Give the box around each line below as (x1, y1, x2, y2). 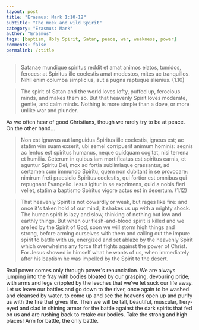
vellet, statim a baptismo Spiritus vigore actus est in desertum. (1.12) (20, 187, 187, 194)
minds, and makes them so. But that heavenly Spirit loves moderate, (20, 94, 187, 101)
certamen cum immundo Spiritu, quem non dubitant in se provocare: (20, 168, 188, 175)
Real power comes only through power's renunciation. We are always (6, 266, 176, 274)
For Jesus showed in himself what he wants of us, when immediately (20, 249, 189, 256)
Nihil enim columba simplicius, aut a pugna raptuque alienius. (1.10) (20, 76, 185, 83)
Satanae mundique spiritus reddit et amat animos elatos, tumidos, (20, 64, 181, 71)
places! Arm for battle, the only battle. (6, 317, 99, 324)
